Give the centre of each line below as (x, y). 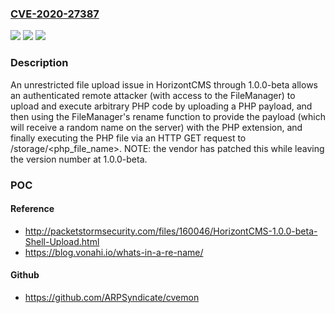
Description (39, 63)
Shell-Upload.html (62, 241)
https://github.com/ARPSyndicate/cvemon (112, 297)
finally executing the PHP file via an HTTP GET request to (128, 138)
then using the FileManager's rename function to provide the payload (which (168, 116)
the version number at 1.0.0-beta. (79, 159)
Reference (32, 209)
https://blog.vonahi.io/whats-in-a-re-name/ (114, 252)
